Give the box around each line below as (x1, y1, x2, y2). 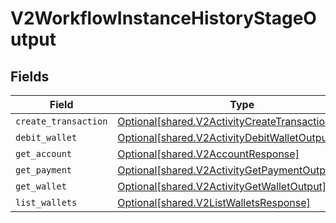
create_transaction (15, 116, 108, 127)
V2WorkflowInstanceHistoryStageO (10, 7, 317, 30)
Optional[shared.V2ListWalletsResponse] (117, 196, 311, 209)
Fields (10, 68, 50, 85)
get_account (15, 148, 73, 159)
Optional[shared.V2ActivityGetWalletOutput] (117, 180, 327, 193)
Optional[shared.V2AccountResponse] (117, 147, 300, 161)
